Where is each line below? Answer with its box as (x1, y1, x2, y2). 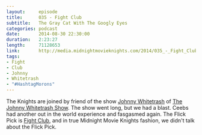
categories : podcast (6, 25, 58, 32)
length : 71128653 (6, 43, 61, 49)
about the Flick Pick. (6, 124, 57, 130)
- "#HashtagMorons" (6, 82, 55, 88)
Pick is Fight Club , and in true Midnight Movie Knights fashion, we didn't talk (6, 117, 195, 124)
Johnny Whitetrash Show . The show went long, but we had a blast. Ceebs (6, 104, 189, 111)
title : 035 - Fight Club (6, 14, 82, 20)
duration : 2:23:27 (6, 37, 58, 43)
